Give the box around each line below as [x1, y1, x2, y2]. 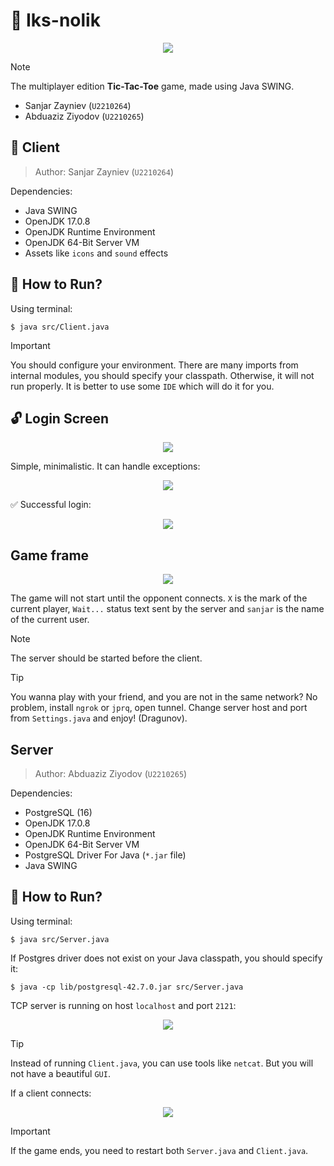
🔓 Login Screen [10, 410, 110, 427]
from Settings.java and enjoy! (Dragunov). [10, 712, 188, 724]
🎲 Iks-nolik [10, 9, 101, 32]
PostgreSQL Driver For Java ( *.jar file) [24, 849, 187, 861]
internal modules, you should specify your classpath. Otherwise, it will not [10, 369, 315, 381]
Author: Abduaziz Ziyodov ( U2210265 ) [34, 768, 188, 779]
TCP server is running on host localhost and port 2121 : [10, 999, 237, 1011]
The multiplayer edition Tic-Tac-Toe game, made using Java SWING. [10, 80, 295, 92]
